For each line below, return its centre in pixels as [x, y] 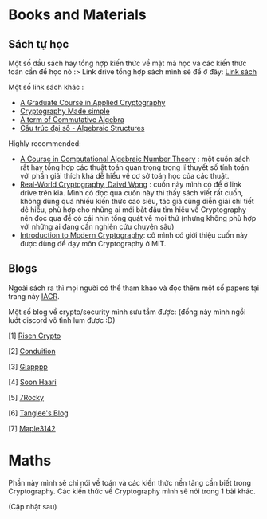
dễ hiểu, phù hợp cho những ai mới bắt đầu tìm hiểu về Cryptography [133, 210]
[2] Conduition [32, 351]
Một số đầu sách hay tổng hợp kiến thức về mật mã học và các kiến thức [128, 63]
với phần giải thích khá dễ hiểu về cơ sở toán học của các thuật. [124, 176]
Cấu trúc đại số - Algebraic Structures [82, 128]
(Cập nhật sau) [33, 506]
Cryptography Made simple [65, 111]
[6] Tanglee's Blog [39, 413]
